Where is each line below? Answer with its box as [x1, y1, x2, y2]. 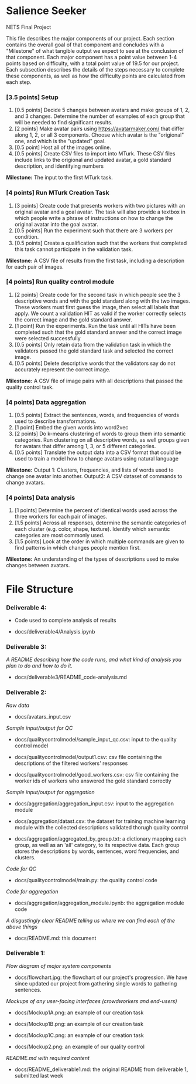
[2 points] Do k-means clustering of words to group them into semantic [14, 430, 186, 438]
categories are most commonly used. [14, 532, 105, 539]
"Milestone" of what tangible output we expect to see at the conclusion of [6, 47, 184, 54]
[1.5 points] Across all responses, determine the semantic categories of [14, 519, 187, 526]
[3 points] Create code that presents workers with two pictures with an [14, 202, 185, 209]
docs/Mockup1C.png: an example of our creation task [14, 1031, 145, 1039]
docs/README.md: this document [14, 934, 97, 941]
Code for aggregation [6, 887, 59, 895]
